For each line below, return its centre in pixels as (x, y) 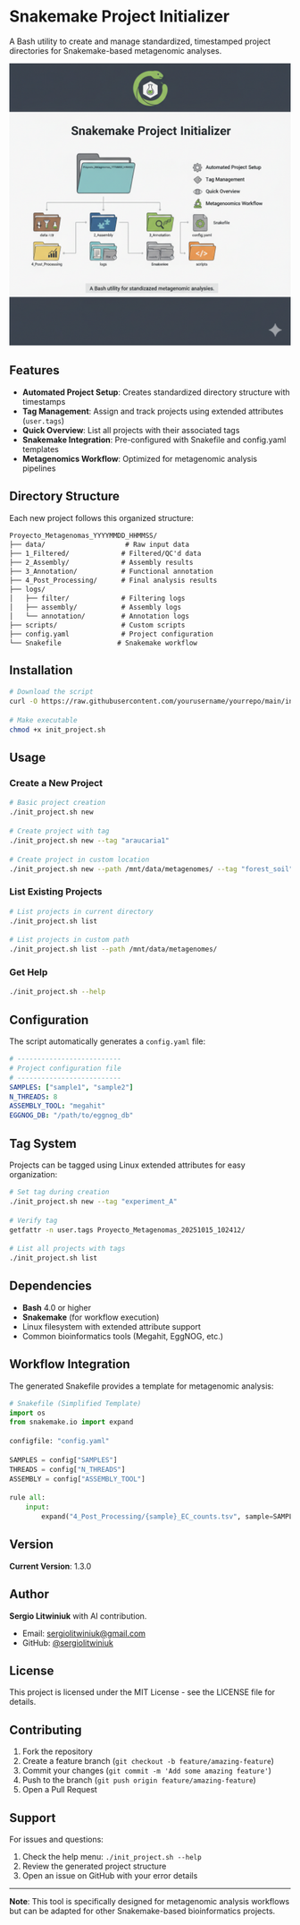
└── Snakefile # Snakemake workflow (104, 643)
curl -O (24, 702)
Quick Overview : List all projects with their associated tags (131, 430)
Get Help (29, 972)
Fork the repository (58, 1751)
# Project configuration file (66, 1068)
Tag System (43, 1143)
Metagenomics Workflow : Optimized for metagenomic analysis (139, 458)
